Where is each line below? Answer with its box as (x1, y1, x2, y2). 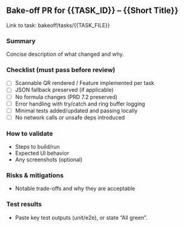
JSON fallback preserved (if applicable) (15, 86, 114, 93)
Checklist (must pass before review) (6, 66, 116, 74)
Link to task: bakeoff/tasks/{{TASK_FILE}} (6, 21, 110, 29)
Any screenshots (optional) (15, 156, 83, 163)
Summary (6, 36, 36, 45)
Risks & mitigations (6, 171, 64, 179)
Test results (6, 200, 42, 209)
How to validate (6, 129, 53, 138)
